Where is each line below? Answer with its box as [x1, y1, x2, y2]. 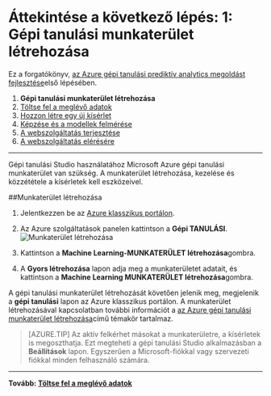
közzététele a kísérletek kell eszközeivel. [8, 176, 144, 186]
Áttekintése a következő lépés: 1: [8, 8, 233, 27]
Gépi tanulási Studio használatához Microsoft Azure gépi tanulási [8, 159, 224, 169]
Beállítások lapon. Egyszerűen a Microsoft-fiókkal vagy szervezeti [27, 346, 250, 356]
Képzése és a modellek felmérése [19, 119, 133, 128]
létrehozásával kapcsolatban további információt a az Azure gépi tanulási [8, 305, 252, 314]
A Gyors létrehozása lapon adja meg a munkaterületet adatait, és [19, 263, 238, 273]
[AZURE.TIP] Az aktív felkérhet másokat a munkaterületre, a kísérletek [27, 329, 261, 339]
